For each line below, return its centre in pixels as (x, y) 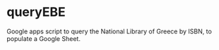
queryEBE (36, 12)
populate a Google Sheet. (43, 38)
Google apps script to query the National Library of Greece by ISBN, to (109, 31)
